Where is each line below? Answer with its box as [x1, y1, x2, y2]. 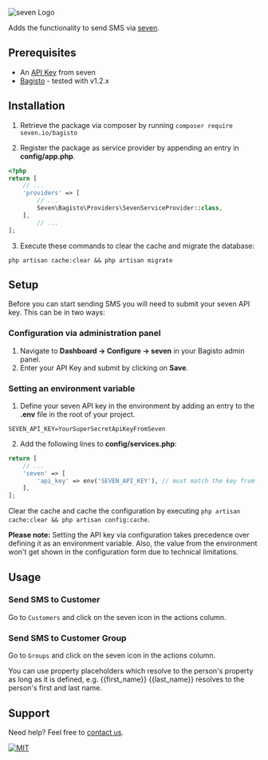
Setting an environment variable [8, 382, 136, 394]
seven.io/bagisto [19, 129, 78, 137]
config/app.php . [19, 151, 76, 161]
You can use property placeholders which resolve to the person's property [8, 666, 254, 676]
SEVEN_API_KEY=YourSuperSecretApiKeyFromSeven [8, 425, 166, 433]
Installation [8, 99, 65, 113]
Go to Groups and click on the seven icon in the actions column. [8, 650, 216, 660]
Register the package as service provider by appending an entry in [19, 142, 239, 152]
